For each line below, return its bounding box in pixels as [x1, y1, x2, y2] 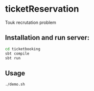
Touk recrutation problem [5, 19, 56, 25]
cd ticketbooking [5, 46, 41, 52]
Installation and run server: [5, 34, 90, 42]
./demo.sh [5, 82, 25, 87]
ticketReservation [5, 3, 79, 15]
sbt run [5, 55, 21, 60]
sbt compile [5, 51, 29, 56]
